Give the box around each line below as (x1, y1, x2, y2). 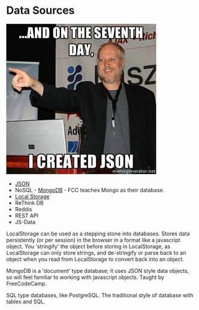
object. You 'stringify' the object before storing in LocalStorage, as (6, 243, 171, 250)
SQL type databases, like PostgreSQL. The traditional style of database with (6, 291, 194, 299)
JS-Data (14, 218, 36, 225)
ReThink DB (14, 199, 44, 206)
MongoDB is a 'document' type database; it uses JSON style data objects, (6, 267, 189, 274)
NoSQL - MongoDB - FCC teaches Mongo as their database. (14, 186, 165, 193)
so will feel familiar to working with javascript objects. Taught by (6, 273, 165, 281)
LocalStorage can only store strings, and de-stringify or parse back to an (6, 249, 186, 256)
